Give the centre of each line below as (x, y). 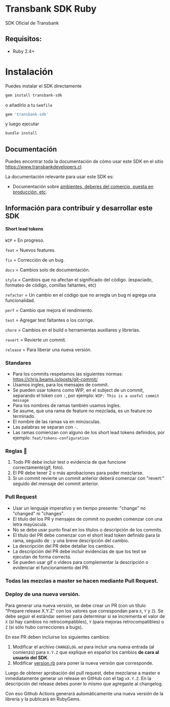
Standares (18, 363)
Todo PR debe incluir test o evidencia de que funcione (69, 462)
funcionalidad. (20, 300)
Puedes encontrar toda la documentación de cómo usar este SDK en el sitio (84, 161)
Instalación (29, 72)
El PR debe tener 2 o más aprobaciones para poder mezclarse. (78, 473)
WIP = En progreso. (25, 240)
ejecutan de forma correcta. (42, 557)
